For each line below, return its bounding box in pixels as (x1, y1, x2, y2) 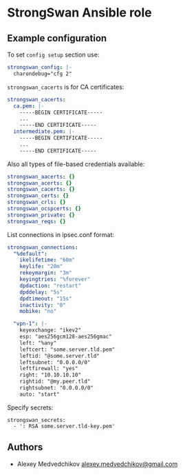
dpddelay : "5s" (19, 288, 63, 296)
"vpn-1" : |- (13, 321, 48, 327)
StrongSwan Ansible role (7, 5, 153, 21)
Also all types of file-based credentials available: (7, 160, 145, 168)
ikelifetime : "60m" (19, 256, 76, 263)
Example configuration (7, 32, 107, 44)
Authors (7, 441, 43, 453)
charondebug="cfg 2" (13, 70, 72, 77)
